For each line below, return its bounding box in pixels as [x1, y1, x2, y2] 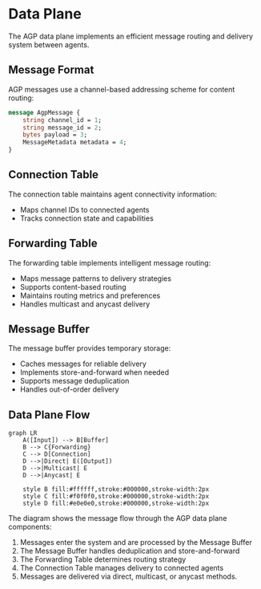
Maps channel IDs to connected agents [19, 205, 150, 214]
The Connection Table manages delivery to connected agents [19, 563, 224, 573]
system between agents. [8, 39, 90, 49]
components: [8, 522, 52, 532]
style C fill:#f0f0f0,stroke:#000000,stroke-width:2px [22, 493, 210, 501]
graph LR [8, 429, 38, 437]
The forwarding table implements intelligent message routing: [8, 258, 211, 267]
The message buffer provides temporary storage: [8, 343, 171, 353]
